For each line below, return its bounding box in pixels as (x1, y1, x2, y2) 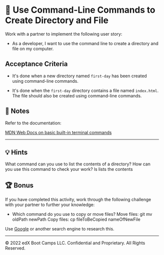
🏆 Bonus (5, 181, 34, 189)
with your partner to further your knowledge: (5, 202, 95, 208)
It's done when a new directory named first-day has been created (12, 73, 147, 79)
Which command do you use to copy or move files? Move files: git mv (12, 211, 152, 217)
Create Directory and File (5, 15, 109, 26)
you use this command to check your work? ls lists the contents (5, 166, 133, 172)
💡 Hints (5, 148, 28, 156)
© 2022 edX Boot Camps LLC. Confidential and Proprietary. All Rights (5, 240, 145, 246)
